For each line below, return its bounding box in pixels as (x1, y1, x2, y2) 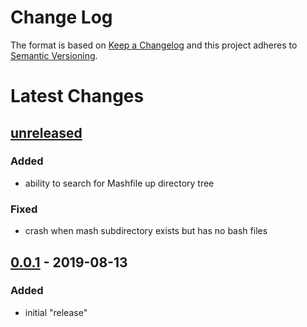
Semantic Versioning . (10, 49, 98, 61)
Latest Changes (10, 85, 145, 108)
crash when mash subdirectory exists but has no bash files (24, 225, 268, 237)
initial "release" (24, 306, 88, 318)
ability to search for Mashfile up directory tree (24, 177, 215, 189)
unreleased (10, 124, 83, 141)
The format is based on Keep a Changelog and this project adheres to (10, 39, 298, 51)
